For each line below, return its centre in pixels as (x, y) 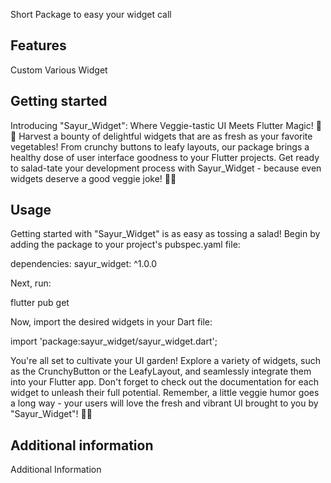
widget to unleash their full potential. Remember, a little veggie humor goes (165, 393)
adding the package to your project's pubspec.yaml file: (125, 245)
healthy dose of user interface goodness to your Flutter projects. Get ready (165, 157)
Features (38, 45)
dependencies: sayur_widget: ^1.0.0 (84, 264)
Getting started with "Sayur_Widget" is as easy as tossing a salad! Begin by (165, 234)
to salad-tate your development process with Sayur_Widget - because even (166, 168)
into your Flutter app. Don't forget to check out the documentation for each (164, 382)
